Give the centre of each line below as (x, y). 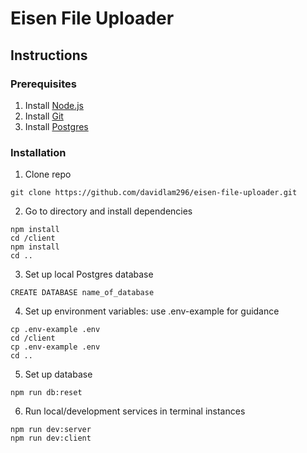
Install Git (44, 116)
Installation (38, 152)
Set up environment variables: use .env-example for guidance (152, 311)
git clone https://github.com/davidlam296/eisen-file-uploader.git (154, 193)
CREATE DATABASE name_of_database (82, 293)
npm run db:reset (46, 393)
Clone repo (48, 174)
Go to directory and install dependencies (108, 211)
